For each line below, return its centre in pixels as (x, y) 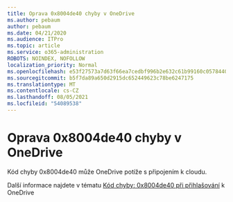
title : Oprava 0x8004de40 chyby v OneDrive (71, 13)
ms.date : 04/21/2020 (37, 33)
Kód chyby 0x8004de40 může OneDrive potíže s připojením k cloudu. (107, 172)
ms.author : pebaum (34, 20)
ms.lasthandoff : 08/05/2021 (48, 98)
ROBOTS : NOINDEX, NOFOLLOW (46, 59)
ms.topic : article (34, 46)
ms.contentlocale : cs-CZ (43, 91)
